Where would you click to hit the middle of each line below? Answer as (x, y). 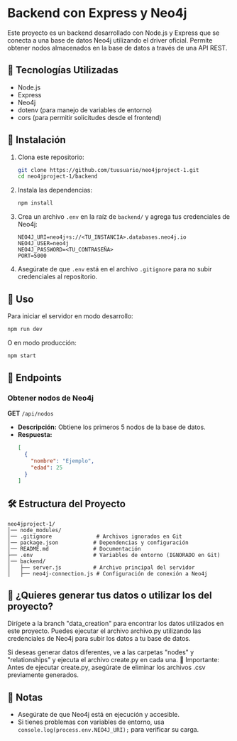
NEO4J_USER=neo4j (43, 244)
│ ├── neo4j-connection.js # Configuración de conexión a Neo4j (108, 573)
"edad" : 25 (47, 468)
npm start (22, 356)
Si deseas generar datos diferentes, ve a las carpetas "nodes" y (101, 652)
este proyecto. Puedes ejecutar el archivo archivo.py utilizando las (104, 631)
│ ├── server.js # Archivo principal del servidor (101, 567)
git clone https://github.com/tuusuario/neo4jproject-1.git (108, 170)
